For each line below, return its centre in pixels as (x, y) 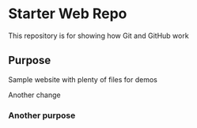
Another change (34, 95)
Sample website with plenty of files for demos (83, 79)
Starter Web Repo (68, 14)
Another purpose (42, 115)
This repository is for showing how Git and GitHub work (98, 36)
